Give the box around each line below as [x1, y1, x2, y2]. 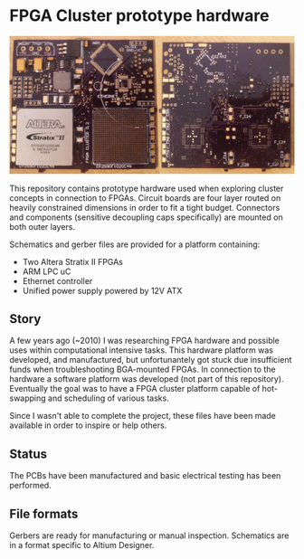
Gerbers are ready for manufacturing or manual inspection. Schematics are [9, 530, 290, 541]
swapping [9, 393, 47, 403]
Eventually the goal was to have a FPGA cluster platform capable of [9, 384, 261, 394]
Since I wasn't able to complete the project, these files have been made [9, 411, 276, 422]
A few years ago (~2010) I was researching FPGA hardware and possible [9, 336, 280, 346]
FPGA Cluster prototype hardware [9, 5, 270, 26]
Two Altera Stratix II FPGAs [22, 256, 124, 267]
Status [9, 446, 48, 461]
